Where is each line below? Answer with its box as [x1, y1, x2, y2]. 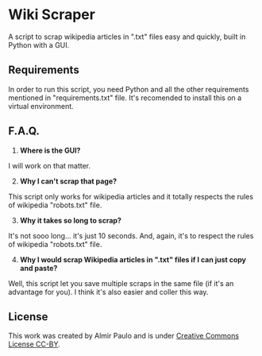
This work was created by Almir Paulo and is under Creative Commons [8, 331, 240, 341]
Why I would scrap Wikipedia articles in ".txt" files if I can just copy [19, 254, 247, 264]
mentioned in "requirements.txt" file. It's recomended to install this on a [8, 93, 242, 103]
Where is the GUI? [19, 145, 81, 155]
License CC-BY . [8, 339, 61, 349]
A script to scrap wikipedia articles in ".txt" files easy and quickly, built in [8, 32, 246, 41]
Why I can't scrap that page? [19, 176, 118, 186]
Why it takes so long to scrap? [19, 215, 121, 225]
